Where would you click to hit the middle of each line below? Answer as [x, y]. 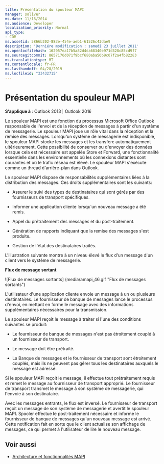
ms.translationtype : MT [29, 60]
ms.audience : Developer [29, 23]
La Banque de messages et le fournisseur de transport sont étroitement [84, 358]
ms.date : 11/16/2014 [26, 19]
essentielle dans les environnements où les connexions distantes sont [75, 157]
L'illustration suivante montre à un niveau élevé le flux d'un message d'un [79, 255]
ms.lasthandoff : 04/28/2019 [34, 69]
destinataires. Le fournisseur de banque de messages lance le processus [79, 299]
